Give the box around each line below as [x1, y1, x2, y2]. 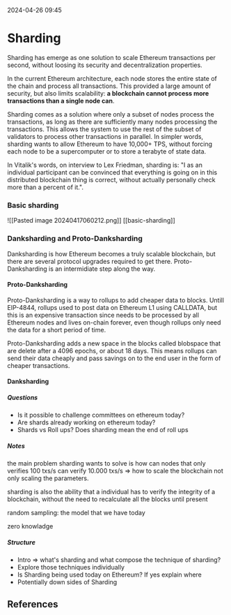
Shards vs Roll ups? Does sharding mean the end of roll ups [17, 426, 189, 434]
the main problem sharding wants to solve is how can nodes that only [7, 459, 207, 468]
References [7, 598, 58, 610]
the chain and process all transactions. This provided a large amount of [7, 82, 212, 90]
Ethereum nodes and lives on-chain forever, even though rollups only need [7, 318, 221, 327]
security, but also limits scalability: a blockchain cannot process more [7, 89, 209, 97]
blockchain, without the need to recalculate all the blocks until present [7, 495, 208, 503]
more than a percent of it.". [7, 183, 84, 191]
